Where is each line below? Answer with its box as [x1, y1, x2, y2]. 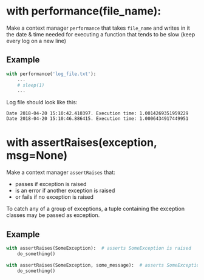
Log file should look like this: [6, 99, 78, 106]
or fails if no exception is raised [15, 193, 94, 201]
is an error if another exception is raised [15, 187, 115, 195]
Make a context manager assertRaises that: [6, 168, 115, 176]
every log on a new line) [6, 37, 67, 44]
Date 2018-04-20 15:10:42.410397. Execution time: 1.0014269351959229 [6, 110, 189, 116]
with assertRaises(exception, [6, 136, 157, 150]
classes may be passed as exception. [6, 212, 100, 219]
